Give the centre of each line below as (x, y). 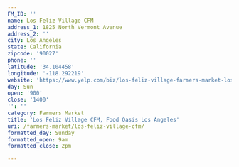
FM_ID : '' (22, 14)
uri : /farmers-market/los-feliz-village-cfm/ (76, 126)
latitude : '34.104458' (41, 67)
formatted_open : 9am (38, 139)
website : (20, 80)
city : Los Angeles (34, 41)
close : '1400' (28, 100)
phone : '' (22, 60)
